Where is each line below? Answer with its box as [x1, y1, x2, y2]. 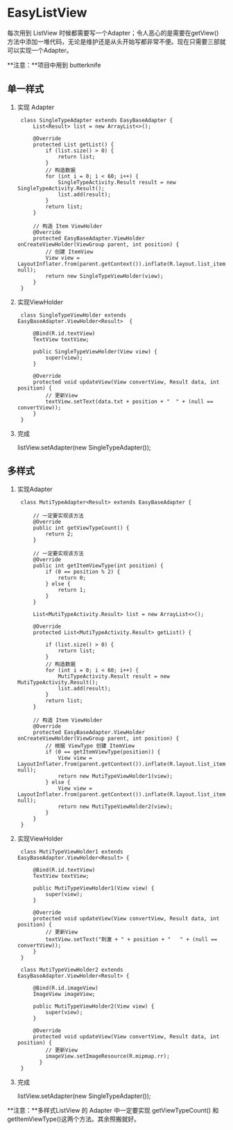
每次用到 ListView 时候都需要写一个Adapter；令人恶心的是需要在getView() [7, 28, 219, 37]
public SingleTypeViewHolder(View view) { [33, 348, 157, 355]
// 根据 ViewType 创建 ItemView [45, 742, 135, 749]
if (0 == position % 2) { [45, 568, 121, 575]
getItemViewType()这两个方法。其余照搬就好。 [7, 1115, 141, 1123]
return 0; [58, 574, 87, 581]
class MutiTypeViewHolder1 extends [20, 848, 123, 855]
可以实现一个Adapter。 [7, 46, 73, 54]
